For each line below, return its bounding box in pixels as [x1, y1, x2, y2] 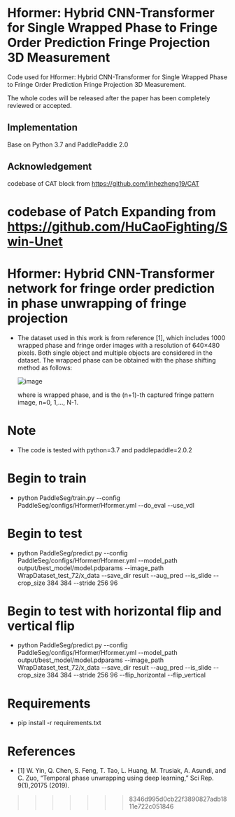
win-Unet [7, 234, 63, 250]
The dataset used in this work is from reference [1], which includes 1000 [17, 333, 226, 342]
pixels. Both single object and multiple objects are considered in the [17, 349, 213, 357]
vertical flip [7, 618, 75, 634]
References [7, 743, 76, 759]
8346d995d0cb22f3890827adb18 [129, 795, 227, 804]
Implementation [7, 121, 78, 134]
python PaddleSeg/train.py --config [17, 493, 121, 502]
